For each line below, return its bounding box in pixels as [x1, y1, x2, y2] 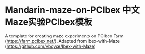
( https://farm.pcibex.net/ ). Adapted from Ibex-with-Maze [5, 38, 120, 44]
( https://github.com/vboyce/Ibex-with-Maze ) [5, 43, 96, 49]
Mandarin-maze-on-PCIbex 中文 [5, 4, 140, 16]
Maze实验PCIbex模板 [5, 17, 92, 28]
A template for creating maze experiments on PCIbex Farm [5, 33, 124, 39]
